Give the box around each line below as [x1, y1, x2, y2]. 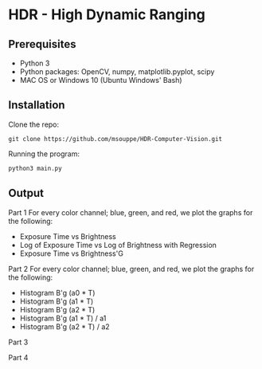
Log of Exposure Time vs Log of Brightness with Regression [19, 240, 217, 249]
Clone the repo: [8, 120, 60, 129]
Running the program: [8, 149, 80, 159]
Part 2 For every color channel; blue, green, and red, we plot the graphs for [8, 264, 255, 273]
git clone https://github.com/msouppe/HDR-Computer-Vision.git [8, 135, 223, 143]
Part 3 [8, 337, 29, 347]
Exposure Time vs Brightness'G [19, 249, 123, 258]
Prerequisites [8, 37, 76, 51]
